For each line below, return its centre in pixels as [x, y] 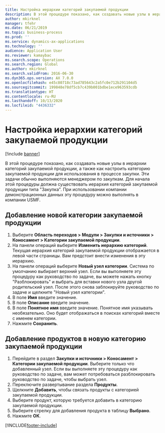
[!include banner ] [23, 154]
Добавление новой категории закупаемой [74, 215]
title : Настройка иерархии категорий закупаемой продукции [67, 10]
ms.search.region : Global [31, 64]
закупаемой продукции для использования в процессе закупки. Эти [77, 174]
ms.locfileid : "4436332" [30, 106]
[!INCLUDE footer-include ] [31, 425]
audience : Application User [34, 51]
